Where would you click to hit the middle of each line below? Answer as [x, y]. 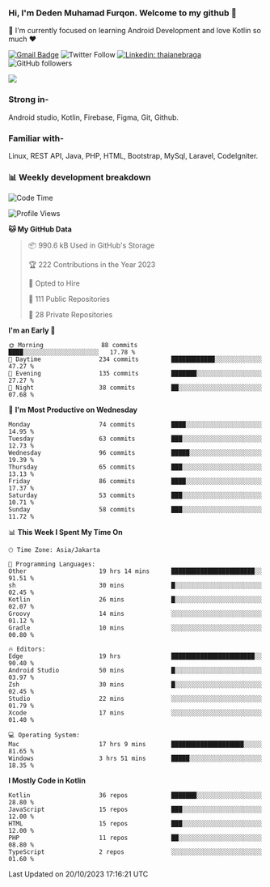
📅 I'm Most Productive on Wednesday [73, 410]
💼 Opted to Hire [54, 283]
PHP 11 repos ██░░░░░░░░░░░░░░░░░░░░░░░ [135, 838]
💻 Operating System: [44, 736]
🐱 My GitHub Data [40, 229]
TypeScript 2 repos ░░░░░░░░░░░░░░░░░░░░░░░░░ [135, 852]
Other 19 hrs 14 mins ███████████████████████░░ [135, 571]
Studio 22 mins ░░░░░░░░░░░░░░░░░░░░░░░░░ [135, 699]
